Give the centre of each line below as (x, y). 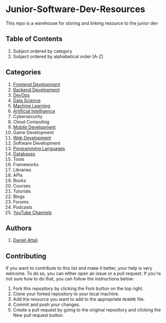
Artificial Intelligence (34, 111)
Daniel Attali (25, 240)
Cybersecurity (28, 116)
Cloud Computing (31, 122)
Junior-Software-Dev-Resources (75, 9)
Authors (19, 228)
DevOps (21, 95)
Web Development (32, 138)
